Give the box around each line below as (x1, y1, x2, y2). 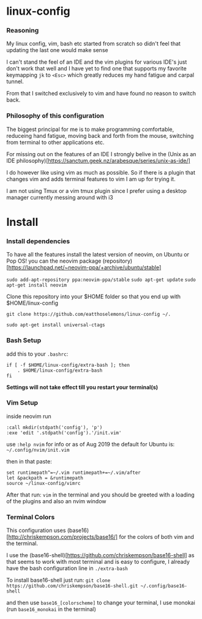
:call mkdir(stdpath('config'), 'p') (6, 424, 103, 430)
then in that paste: (6, 457, 52, 465)
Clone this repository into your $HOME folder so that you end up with (6, 293, 181, 301)
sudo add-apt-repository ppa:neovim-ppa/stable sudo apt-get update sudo (6, 277, 196, 283)
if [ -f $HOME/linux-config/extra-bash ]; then (6, 362, 130, 368)
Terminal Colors (6, 512, 55, 521)
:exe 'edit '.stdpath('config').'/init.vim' (6, 430, 122, 436)
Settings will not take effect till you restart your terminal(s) (6, 383, 158, 391)
